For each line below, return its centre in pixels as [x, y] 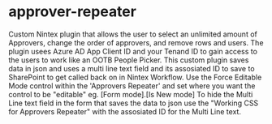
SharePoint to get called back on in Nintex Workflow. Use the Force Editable [135, 77]
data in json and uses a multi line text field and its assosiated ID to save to [132, 68]
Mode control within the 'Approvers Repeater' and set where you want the [132, 86]
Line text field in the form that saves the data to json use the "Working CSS [134, 103]
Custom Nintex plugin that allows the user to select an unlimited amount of [133, 34]
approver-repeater [72, 12]
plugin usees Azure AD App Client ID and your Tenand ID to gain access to [133, 51]
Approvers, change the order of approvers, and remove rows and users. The [136, 42]
